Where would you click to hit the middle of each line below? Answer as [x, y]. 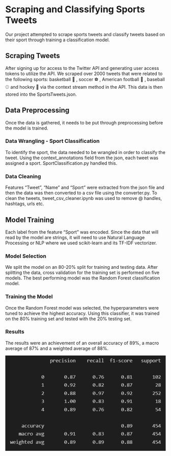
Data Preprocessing [37, 110]
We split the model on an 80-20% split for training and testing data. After [82, 267]
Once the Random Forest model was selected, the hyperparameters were [82, 308]
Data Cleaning [23, 176]
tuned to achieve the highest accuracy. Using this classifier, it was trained [82, 313]
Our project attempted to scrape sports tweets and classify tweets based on [85, 34]
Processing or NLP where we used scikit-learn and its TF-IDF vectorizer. [81, 243]
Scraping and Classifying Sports [75, 9]
